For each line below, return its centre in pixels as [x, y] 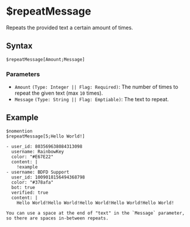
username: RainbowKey [38, 152]
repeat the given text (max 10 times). [59, 93]
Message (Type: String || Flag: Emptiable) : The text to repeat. [91, 99]
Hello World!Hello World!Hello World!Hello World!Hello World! [96, 203]
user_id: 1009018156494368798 [48, 177]
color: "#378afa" [33, 182]
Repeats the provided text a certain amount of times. [69, 27]
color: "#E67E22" [33, 157]
